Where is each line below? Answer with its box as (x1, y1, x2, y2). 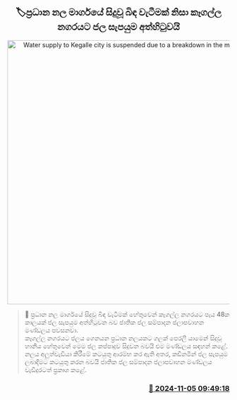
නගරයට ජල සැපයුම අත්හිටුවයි (57, 21, 180, 33)
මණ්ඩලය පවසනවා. (24, 325, 79, 334)
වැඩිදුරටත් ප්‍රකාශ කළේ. (24, 365, 87, 374)
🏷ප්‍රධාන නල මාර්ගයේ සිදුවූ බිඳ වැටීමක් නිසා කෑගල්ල (15, 6, 222, 18)
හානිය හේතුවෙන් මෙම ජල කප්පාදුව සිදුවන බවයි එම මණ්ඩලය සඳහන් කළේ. (24, 342, 228, 350)
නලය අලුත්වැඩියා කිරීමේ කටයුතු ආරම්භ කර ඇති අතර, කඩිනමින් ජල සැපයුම (24, 349, 228, 358)
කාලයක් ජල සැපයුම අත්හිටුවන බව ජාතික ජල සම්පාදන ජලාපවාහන (24, 318, 205, 326)
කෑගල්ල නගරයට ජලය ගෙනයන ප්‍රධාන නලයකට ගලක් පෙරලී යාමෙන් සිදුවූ (24, 334, 222, 342)
